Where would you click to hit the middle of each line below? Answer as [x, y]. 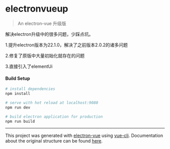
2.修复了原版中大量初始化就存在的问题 [45, 56]
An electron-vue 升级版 [42, 23]
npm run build [20, 121]
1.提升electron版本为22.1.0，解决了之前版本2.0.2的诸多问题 [67, 45]
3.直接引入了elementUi [29, 66]
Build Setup [18, 78]
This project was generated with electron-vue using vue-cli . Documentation [84, 136]
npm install [18, 94]
